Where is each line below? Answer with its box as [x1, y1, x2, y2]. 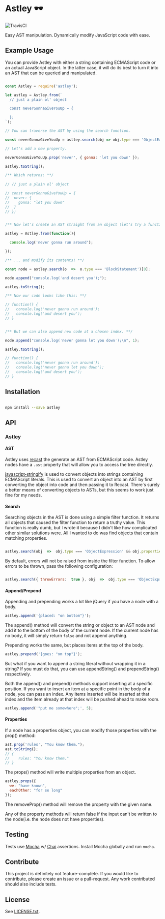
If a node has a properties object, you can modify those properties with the [5, 727, 157, 733]
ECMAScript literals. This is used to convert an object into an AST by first [5, 476, 153, 482]
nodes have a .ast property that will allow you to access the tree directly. [5, 461, 153, 467]
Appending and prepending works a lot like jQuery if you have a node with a [5, 599, 159, 605]
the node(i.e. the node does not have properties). [5, 816, 105, 822]
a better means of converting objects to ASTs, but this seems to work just [5, 487, 154, 492]
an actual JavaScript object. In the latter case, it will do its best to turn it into [5, 64, 159, 70]
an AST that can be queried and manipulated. [5, 70, 97, 76]
